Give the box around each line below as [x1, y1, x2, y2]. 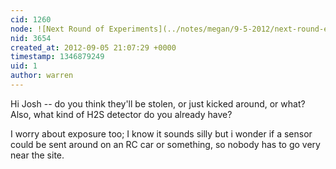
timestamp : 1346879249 [10, 52, 105, 62]
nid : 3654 [10, 33, 52, 43]
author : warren [10, 71, 74, 81]
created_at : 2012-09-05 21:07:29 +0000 [10, 42, 177, 53]
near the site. [10, 149, 65, 161]
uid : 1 [10, 61, 38, 71]
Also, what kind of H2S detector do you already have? [10, 108, 233, 120]
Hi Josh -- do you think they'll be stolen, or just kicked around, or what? [10, 97, 306, 110]
